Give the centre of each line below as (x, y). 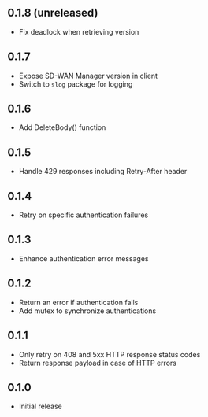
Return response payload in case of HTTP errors (97, 363)
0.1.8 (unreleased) (53, 13)
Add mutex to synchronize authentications (87, 311)
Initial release (40, 406)
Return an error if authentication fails (78, 302)
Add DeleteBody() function (62, 127)
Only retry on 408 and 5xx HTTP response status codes (110, 354)
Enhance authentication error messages (84, 258)
